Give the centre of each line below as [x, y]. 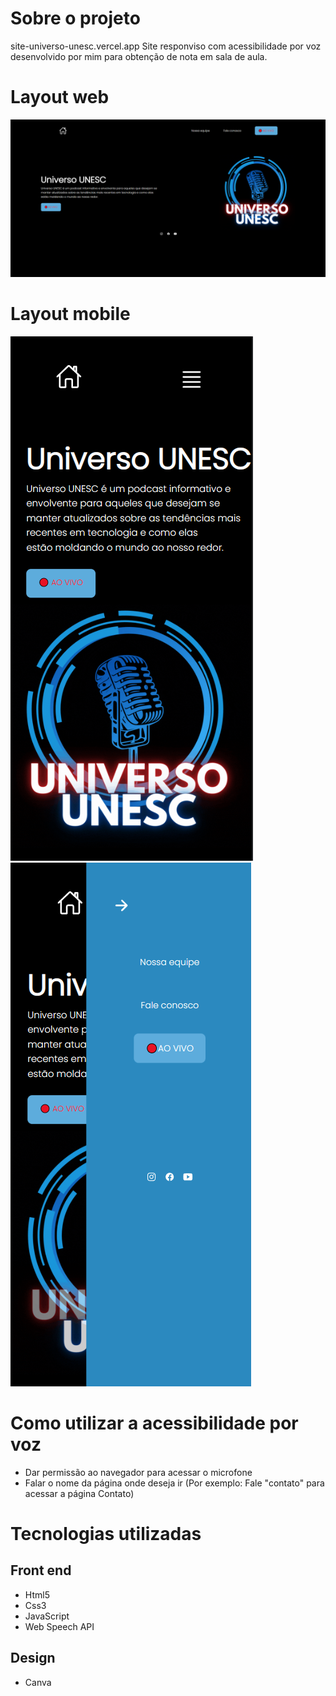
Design [33, 1658]
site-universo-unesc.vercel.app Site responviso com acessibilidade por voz [166, 46]
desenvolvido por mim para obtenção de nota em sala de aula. [139, 56]
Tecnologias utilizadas [106, 1533]
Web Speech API [59, 1626]
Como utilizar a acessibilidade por [154, 1423]
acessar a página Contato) [79, 1493]
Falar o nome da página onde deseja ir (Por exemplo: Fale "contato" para [174, 1483]
